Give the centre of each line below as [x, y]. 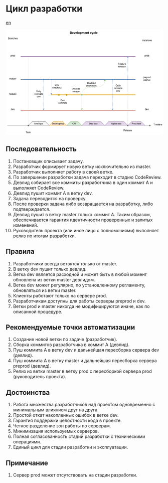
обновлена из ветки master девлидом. [54, 279]
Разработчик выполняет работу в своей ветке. [63, 172]
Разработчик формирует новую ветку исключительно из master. [82, 167]
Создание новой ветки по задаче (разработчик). [65, 340]
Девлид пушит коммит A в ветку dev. [53, 193]
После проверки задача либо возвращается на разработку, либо [83, 204]
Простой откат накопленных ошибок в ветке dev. [66, 415]
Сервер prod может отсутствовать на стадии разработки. [75, 475]
